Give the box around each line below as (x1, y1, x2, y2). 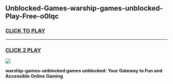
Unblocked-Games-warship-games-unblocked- (5, 4, 163, 13)
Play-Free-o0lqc (5, 12, 59, 21)
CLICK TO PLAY (5, 27, 45, 35)
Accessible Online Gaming (5, 73, 63, 79)
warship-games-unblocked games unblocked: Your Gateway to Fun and (5, 67, 163, 73)
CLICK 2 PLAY (5, 46, 41, 53)
